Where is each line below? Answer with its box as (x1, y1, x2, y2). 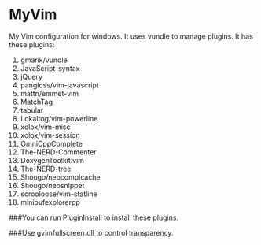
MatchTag (20, 97, 53, 106)
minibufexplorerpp (20, 197, 81, 206)
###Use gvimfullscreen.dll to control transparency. (9, 228, 174, 237)
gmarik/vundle (20, 55, 68, 65)
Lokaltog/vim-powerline (20, 113, 98, 123)
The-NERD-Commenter (20, 147, 97, 157)
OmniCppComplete (20, 139, 83, 148)
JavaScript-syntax (20, 63, 80, 72)
